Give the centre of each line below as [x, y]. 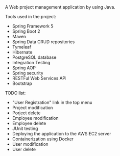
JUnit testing [25, 129]
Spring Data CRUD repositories [43, 42]
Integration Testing [31, 63]
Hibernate [22, 52]
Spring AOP [24, 68]
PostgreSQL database [34, 57]
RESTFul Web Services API [39, 78]
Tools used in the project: [31, 16]
